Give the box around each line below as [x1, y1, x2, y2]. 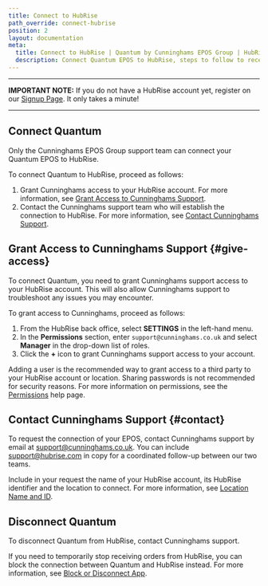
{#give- [209, 242, 249, 256]
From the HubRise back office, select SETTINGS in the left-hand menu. [19, 324, 254, 333]
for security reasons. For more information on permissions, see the [8, 381, 228, 391]
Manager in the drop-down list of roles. [19, 340, 150, 350]
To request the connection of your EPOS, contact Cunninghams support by [8, 434, 255, 443]
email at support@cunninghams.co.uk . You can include [8, 442, 190, 452]
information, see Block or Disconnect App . [8, 568, 148, 578]
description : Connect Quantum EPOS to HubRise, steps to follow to [15, 57, 245, 65]
